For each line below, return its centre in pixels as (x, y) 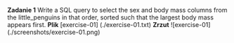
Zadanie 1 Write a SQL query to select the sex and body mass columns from (117, 10)
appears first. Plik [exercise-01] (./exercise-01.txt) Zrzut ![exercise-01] (109, 25)
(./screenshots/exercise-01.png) (54, 32)
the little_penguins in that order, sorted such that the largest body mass (111, 17)
